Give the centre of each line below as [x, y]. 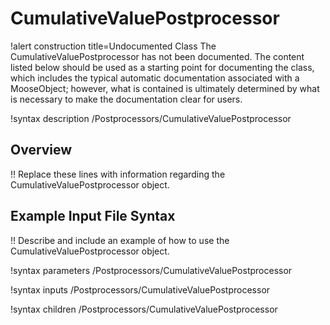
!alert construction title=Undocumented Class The [113, 46]
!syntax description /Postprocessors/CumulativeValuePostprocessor [151, 118]
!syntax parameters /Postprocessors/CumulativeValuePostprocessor [151, 270]
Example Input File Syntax [93, 216]
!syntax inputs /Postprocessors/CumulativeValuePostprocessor [140, 289]
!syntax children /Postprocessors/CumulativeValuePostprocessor [144, 309]
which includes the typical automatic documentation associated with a [155, 78]
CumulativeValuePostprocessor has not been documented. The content [157, 56]
